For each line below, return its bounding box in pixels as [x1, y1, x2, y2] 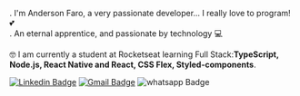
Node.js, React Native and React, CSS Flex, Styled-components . [9, 59, 256, 70]
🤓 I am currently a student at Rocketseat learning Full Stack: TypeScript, [9, 49, 279, 60]
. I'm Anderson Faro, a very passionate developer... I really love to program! [9, 8, 291, 18]
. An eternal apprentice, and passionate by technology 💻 [9, 28, 223, 39]
